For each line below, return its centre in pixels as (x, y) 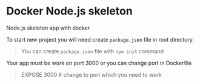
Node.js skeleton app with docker (48, 28)
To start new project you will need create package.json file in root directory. (100, 39)
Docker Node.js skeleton (70, 11)
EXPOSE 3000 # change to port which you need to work (91, 74)
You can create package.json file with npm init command (92, 51)
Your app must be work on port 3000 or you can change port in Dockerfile (99, 63)
